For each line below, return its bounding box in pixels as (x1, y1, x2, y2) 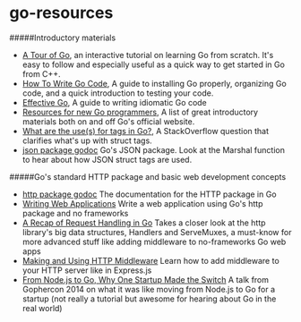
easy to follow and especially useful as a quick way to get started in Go (21, 59, 285, 70)
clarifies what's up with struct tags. (21, 135, 152, 146)
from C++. (21, 68, 61, 79)
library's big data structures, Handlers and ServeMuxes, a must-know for (21, 226, 292, 237)
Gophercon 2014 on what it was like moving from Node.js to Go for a (21, 284, 276, 294)
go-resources (9, 3, 114, 23)
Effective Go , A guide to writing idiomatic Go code (21, 97, 208, 107)
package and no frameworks (21, 208, 129, 218)
